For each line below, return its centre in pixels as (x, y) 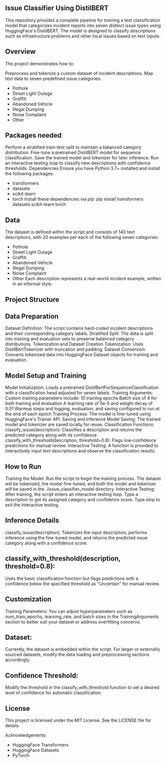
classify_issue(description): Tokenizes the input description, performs (76, 532)
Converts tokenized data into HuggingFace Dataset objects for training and (82, 355)
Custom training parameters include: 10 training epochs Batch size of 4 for (81, 398)
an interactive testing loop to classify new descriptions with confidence (78, 163)
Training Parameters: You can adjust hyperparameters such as (69, 611)
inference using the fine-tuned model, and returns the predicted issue (76, 537)
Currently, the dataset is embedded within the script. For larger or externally (83, 649)
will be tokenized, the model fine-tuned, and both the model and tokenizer (81, 484)
